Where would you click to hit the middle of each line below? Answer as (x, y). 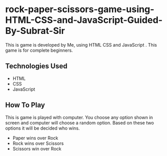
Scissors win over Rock (37, 148)
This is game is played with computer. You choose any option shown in (79, 117)
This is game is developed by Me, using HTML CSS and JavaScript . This (81, 45)
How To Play (25, 105)
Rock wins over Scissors (38, 143)
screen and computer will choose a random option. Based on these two (80, 123)
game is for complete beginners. (39, 50)
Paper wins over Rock (35, 138)
